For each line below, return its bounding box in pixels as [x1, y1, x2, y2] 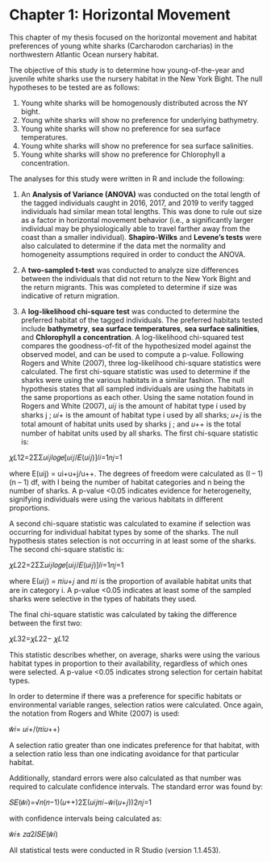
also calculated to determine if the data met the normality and [20, 241, 227, 250]
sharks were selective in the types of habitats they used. [9, 594, 197, 603]
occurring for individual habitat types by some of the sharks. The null [9, 527, 239, 536]
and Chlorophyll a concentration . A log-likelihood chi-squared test [20, 332, 244, 342]
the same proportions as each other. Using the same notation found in [20, 392, 254, 402]
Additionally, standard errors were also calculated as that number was [9, 773, 241, 783]
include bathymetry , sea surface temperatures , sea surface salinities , [20, 323, 261, 333]
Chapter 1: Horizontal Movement [9, 6, 231, 24]
